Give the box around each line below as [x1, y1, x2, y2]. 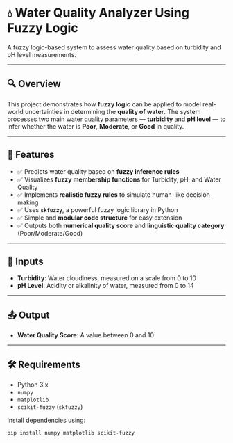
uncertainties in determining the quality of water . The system [24, 107, 201, 115]
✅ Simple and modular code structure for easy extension [17, 214, 182, 222]
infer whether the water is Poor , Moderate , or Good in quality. [7, 122, 184, 130]
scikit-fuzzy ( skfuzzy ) [17, 403, 83, 411]
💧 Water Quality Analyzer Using [7, 5, 189, 21]
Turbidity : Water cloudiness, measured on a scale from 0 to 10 [17, 274, 196, 282]
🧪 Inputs [7, 255, 44, 267]
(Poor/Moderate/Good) [17, 229, 83, 237]
